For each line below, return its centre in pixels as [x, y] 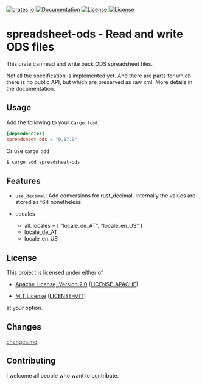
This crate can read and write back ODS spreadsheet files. [80, 63]
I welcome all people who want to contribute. [63, 375]
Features [23, 181]
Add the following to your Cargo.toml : [53, 122]
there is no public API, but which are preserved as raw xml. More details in [99, 82]
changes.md [22, 342]
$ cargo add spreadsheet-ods [43, 162]
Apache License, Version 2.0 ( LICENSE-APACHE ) [77, 284]
